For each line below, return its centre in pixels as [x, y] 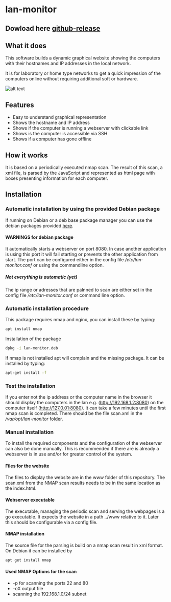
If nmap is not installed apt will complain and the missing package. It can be [85, 358]
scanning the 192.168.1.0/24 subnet [50, 594]
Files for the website [27, 466]
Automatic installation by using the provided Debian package [82, 209]
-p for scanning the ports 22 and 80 [50, 583]
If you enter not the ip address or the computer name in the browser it [79, 397]
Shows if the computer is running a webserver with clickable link [81, 128]
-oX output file [28, 589]
